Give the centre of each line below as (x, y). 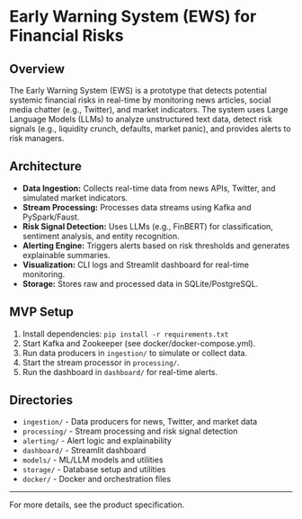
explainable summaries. (66, 255)
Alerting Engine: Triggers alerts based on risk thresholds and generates (156, 246)
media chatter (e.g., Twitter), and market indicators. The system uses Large (149, 109)
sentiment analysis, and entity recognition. (101, 236)
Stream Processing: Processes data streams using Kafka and (137, 207)
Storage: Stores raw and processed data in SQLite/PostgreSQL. (140, 283)
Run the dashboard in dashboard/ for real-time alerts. (120, 371)
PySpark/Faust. (51, 217)
